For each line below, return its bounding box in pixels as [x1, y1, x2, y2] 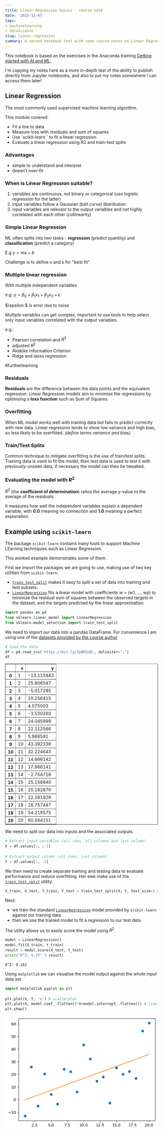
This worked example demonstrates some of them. [5, 555, 107, 561]
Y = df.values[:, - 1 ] [5, 859, 49, 864]
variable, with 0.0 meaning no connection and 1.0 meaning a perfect [5, 508, 142, 514]
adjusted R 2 [12, 342, 36, 348]
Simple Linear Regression [5, 224, 66, 231]
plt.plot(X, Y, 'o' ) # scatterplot [5, 996, 77, 1001]
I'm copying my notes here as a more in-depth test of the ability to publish [5, 67, 153, 73]
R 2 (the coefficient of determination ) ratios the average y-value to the [5, 488, 146, 495]
